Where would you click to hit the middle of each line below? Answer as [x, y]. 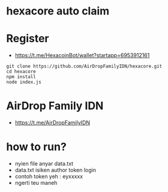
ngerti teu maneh [36, 183]
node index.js [24, 82]
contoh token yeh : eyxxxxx [49, 176]
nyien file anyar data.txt [44, 163]
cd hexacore [21, 72]
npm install [21, 77]
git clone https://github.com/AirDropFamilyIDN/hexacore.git [84, 67]
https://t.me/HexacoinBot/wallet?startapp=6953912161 [82, 55]
